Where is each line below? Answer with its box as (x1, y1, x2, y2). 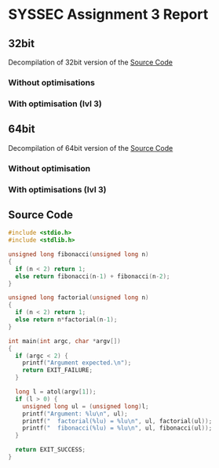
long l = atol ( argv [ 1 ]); (15, 388, 97, 396)
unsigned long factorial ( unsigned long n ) (8, 294, 149, 302)
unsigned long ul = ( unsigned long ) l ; (22, 402, 149, 410)
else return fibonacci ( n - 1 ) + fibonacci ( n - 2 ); (15, 272, 170, 280)
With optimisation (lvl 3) (8, 98, 102, 109)
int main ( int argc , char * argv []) (8, 337, 122, 345)
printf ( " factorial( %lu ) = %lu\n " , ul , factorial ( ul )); (22, 417, 213, 425)
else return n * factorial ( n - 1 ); (15, 316, 118, 324)
